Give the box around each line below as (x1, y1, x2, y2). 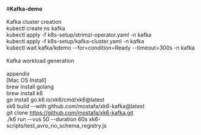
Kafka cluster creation (6, 18, 62, 25)
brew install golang (6, 83, 54, 90)
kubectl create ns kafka (6, 24, 66, 32)
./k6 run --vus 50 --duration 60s (6, 115, 88, 123)
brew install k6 (6, 90, 43, 97)
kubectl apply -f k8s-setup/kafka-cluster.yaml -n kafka (6, 38, 144, 45)
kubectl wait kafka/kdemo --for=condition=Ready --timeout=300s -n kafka (6, 44, 195, 51)
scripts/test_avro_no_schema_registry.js (6, 122, 107, 129)
